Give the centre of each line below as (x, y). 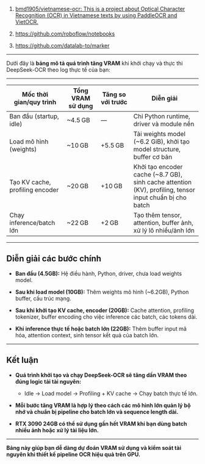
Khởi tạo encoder (158, 167)
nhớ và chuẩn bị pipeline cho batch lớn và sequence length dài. (97, 412)
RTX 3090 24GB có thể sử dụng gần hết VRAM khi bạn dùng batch (101, 424)
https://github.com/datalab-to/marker (62, 46)
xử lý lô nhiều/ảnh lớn (164, 230)
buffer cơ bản (153, 157)
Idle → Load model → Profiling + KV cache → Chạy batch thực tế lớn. (111, 393)
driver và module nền (164, 124)
